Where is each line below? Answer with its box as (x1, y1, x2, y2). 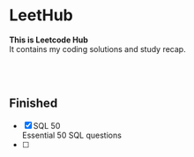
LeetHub (9, 5, 73, 26)
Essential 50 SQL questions (21, 130, 122, 140)
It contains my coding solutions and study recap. (9, 43, 187, 54)
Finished (9, 96, 58, 111)
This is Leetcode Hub (9, 34, 88, 45)
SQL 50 (33, 120, 61, 131)
